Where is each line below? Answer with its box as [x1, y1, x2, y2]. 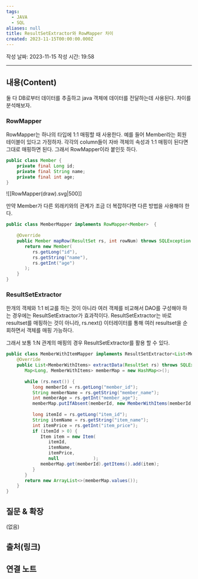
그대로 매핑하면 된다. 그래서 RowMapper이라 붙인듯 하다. [6, 146, 137, 153]
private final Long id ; [16, 163, 75, 169]
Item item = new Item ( [40, 434, 96, 440]
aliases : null [6, 25, 41, 31]
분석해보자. [6, 102, 32, 109]
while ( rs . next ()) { [24, 379, 75, 385]
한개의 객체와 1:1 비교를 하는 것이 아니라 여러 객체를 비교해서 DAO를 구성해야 [6, 305, 181, 312]
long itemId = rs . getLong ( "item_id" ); [32, 412, 128, 418]
